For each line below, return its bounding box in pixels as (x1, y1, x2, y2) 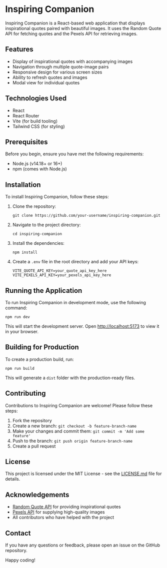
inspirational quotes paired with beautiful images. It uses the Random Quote (5, 25, 161, 31)
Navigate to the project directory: (12, 222, 81, 228)
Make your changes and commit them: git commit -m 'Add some (12, 428, 145, 434)
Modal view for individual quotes (12, 79, 80, 85)
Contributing (5, 389, 46, 398)
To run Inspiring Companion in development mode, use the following (5, 300, 146, 305)
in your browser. (5, 329, 39, 334)
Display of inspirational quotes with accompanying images (12, 58, 133, 64)
